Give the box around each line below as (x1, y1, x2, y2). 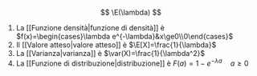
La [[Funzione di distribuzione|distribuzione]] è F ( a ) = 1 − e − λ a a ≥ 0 (15, 57, 249, 68)
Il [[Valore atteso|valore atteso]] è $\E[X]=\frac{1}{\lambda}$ (15, 40, 217, 50)
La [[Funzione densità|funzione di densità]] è (15, 23, 165, 32)
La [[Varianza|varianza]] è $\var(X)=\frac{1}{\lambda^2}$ (15, 49, 206, 58)
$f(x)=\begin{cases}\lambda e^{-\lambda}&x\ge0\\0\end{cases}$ (15, 32, 234, 41)
